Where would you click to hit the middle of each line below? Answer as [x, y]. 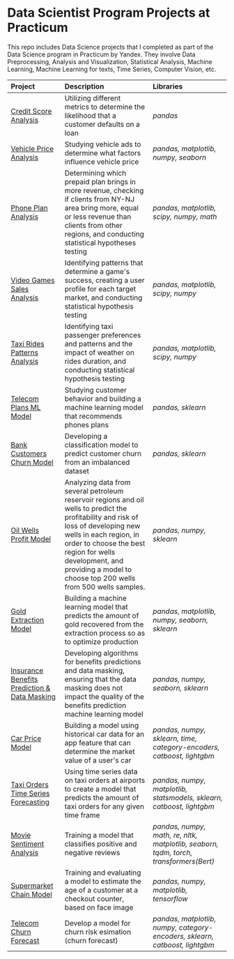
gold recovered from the [104, 624]
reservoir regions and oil [104, 500]
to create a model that [100, 789]
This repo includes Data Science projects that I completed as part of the [110, 47]
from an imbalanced [97, 462]
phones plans [87, 424]
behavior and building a [103, 399]
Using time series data [101, 772]
